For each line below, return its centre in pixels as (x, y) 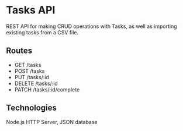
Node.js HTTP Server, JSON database (52, 122)
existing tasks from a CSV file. (42, 32)
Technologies (32, 108)
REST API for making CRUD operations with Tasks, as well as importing (91, 26)
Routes (19, 51)
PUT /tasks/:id (32, 77)
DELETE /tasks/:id (36, 83)
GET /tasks (28, 65)
